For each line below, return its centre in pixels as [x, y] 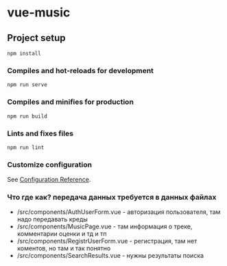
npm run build [27, 116]
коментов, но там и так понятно [64, 248]
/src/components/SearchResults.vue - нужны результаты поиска [110, 256]
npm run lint [26, 147]
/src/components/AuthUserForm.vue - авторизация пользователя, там [119, 212]
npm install [24, 53]
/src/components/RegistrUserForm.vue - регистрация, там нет [107, 241]
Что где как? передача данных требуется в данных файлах [112, 198]
